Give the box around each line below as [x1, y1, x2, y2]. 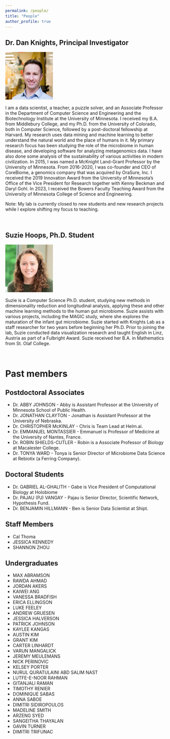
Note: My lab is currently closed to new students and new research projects [5, 201, 164, 207]
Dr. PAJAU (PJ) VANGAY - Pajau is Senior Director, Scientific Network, [12, 494, 159, 500]
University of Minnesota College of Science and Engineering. [5, 191, 133, 197]
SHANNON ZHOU [12, 544, 50, 550]
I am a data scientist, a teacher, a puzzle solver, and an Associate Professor [5, 105, 163, 111]
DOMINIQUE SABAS [12, 691, 55, 697]
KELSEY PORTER [12, 664, 49, 670]
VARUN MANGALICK [12, 648, 57, 654]
